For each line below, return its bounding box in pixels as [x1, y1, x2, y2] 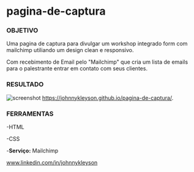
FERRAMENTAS [6, 109, 54, 118]
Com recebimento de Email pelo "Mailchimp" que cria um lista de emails [6, 58, 188, 65]
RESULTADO [6, 80, 44, 89]
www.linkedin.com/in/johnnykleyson [6, 159, 98, 166]
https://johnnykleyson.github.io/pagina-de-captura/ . [42, 94, 174, 102]
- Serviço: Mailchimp [6, 147, 59, 154]
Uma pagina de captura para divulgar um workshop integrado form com [6, 40, 188, 47]
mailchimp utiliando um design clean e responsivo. [6, 47, 134, 54]
